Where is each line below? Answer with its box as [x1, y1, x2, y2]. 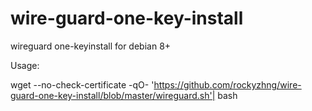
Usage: [10, 59, 40, 71]
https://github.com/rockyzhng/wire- [153, 78, 302, 91]
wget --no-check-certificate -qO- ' [10, 78, 155, 91]
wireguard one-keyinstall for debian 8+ [10, 40, 172, 52]
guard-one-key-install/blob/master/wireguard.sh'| [10, 89, 216, 101]
